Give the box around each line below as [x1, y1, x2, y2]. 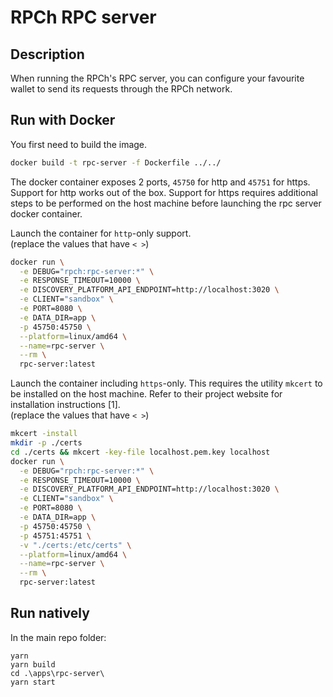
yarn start [10, 677, 56, 687]
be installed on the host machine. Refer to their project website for [10, 388, 283, 400]
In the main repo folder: [10, 631, 107, 643]
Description [10, 46, 85, 63]
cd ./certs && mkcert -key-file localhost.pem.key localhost [10, 447, 271, 457]
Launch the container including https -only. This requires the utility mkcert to [10, 377, 323, 390]
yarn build [10, 659, 56, 670]
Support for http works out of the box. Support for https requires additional [10, 186, 318, 198]
